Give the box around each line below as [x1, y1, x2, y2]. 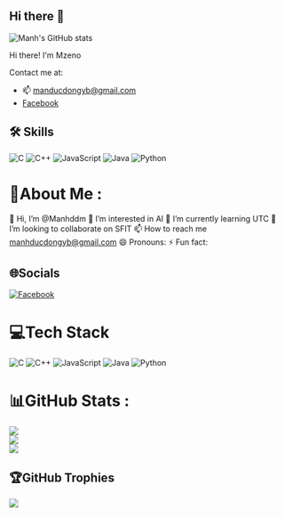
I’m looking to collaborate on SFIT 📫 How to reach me [9, 223, 207, 234]
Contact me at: [9, 67, 64, 77]
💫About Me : [9, 183, 103, 204]
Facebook [21, 97, 59, 108]
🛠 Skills [9, 125, 55, 140]
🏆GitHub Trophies [9, 470, 115, 485]
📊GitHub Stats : [9, 391, 130, 410]
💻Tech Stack [9, 322, 110, 343]
